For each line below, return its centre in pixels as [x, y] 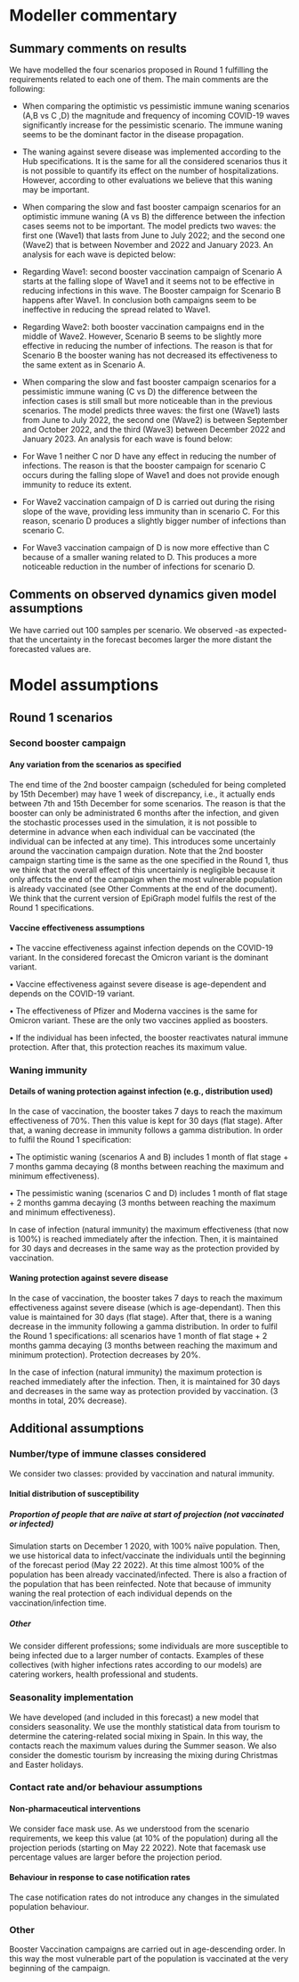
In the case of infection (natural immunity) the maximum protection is [136, 1372]
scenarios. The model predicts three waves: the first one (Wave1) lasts [151, 410]
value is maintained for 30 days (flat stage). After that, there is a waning [141, 1317]
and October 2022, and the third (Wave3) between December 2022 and [154, 429]
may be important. [56, 190]
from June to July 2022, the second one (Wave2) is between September [155, 420]
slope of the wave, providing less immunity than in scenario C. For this [151, 511]
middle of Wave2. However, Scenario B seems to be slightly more [142, 336]
